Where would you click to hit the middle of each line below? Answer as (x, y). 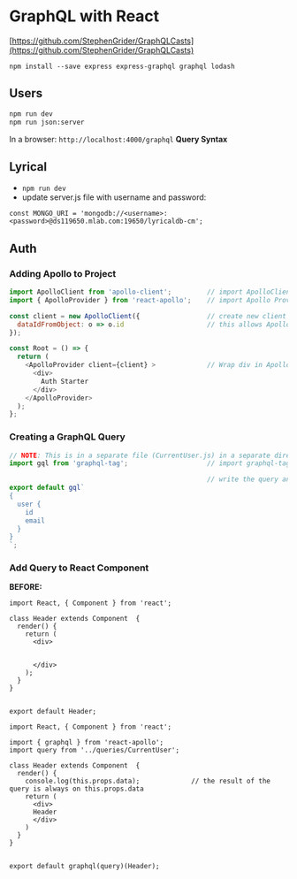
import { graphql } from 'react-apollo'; (87, 743)
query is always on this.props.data (76, 789)
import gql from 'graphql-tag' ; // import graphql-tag (150, 463)
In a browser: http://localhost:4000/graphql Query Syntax (118, 139)
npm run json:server (47, 122)
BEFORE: (26, 587)
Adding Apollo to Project (63, 273)
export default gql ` (47, 488)
